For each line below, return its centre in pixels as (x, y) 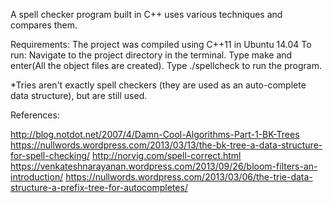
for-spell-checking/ (50, 155)
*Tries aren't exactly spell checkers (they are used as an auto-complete (158, 85)
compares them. (44, 25)
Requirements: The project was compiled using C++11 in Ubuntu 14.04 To (161, 44)
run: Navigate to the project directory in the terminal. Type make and (151, 55)
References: (35, 115)
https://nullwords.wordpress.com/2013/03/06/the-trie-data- (189, 177)
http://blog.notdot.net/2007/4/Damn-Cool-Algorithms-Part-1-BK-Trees (155, 134)
